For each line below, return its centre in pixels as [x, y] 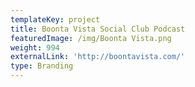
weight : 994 [35, 47]
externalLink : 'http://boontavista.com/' [98, 57]
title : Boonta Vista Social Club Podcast [98, 29]
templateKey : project [55, 19]
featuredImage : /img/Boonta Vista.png [91, 38]
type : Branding [42, 66]
